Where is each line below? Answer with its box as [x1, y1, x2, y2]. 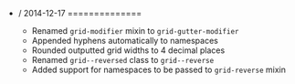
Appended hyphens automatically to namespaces [31, 36, 219, 46]
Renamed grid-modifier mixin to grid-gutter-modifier [31, 26, 239, 36]
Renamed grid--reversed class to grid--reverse [31, 55, 215, 65]
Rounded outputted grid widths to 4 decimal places [31, 45, 226, 56]
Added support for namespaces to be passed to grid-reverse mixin [31, 64, 286, 75]
